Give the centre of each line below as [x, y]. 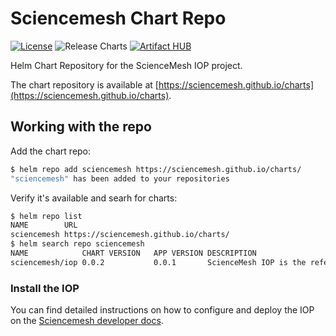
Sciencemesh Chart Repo [118, 18]
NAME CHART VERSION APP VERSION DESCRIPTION [133, 253]
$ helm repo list [46, 216]
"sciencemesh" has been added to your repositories [120, 178]
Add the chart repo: [51, 151]
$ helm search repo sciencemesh [77, 244]
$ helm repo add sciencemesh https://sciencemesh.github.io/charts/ [156, 169]
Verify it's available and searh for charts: [94, 198]
